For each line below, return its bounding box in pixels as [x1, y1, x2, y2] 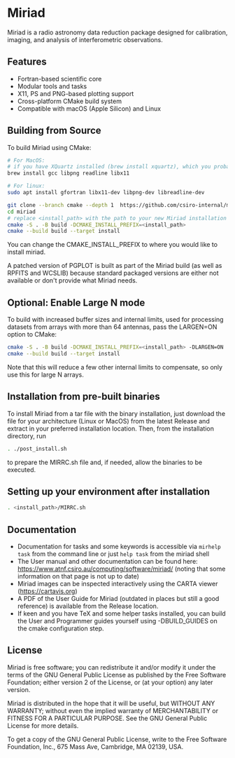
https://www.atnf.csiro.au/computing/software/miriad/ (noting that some [17, 564, 226, 573]
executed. [7, 465, 36, 474]
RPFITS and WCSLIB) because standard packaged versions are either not [7, 269, 219, 278]
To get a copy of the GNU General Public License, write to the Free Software [7, 735, 227, 743]
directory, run [7, 431, 47, 440]
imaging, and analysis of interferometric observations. [7, 35, 163, 43]
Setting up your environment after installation [7, 485, 211, 497]
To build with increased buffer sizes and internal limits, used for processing [7, 316, 224, 324]
